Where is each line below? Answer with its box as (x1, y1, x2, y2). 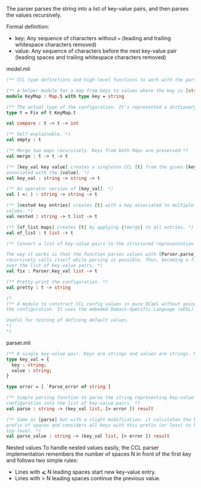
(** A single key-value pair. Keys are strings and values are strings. (6, 350, 191, 357)
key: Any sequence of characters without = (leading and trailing (14, 35, 172, 41)
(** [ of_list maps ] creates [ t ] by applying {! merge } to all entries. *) (6, 224, 194, 230)
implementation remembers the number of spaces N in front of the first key (6, 450, 191, 457)
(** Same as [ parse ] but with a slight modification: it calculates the (6, 416, 191, 423)
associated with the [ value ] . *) (6, 169, 90, 175)
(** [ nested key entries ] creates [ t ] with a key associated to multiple (6, 202, 194, 208)
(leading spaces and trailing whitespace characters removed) (14, 54, 166, 60)
